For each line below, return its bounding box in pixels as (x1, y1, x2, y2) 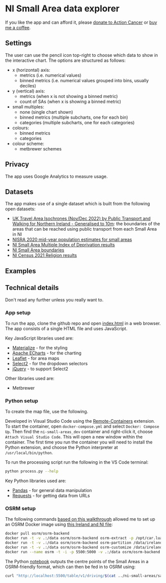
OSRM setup (5, 505, 36, 512)
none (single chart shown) (19, 109, 73, 115)
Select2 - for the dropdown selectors (12, 360, 88, 366)
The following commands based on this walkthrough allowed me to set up (5, 516, 156, 522)
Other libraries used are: (5, 375, 55, 381)
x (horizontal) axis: (12, 67, 50, 73)
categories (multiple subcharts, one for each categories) (19, 119, 135, 125)
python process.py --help (5, 469, 58, 474)
